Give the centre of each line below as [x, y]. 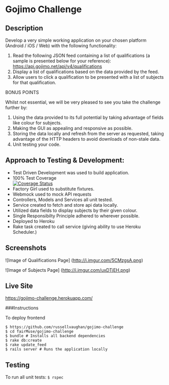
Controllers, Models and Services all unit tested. [63, 200]
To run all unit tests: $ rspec [34, 377]
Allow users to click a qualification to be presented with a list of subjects [88, 77]
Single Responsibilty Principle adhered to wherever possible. [76, 216]
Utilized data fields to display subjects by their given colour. [75, 210]
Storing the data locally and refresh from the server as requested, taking [88, 134]
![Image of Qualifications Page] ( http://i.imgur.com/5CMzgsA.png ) [74, 260]
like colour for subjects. [37, 123]
